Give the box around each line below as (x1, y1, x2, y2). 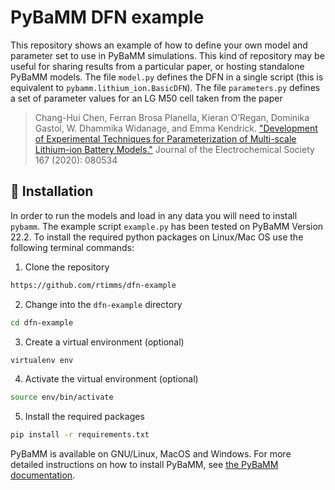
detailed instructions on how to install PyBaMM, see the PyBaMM (10, 459, 279, 471)
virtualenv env (10, 355, 74, 365)
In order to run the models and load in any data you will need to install (10, 209, 298, 221)
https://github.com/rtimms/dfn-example (10, 280, 177, 290)
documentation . (10, 469, 76, 481)
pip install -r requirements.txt (10, 430, 150, 440)
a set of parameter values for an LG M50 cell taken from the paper (10, 92, 283, 104)
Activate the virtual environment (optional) (24, 373, 199, 385)
